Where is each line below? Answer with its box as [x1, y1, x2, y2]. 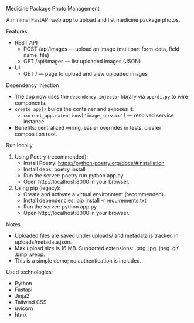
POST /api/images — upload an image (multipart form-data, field [23, 45, 180, 52]
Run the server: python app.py [23, 203, 97, 210]
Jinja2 [14, 292, 30, 299]
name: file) [23, 52, 50, 58]
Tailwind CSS [14, 299, 47, 305]
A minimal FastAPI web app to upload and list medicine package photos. [6, 16, 181, 23]
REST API [14, 39, 38, 46]
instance [23, 118, 45, 125]
